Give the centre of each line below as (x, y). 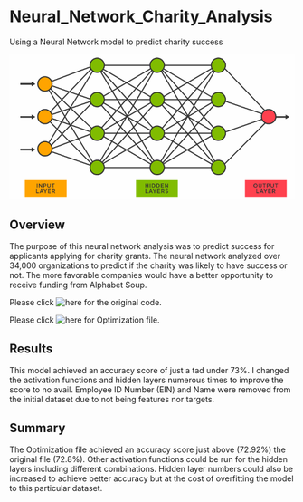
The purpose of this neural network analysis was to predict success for (142, 246)
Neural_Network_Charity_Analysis (141, 17)
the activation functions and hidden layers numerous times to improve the (147, 380)
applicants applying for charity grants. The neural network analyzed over (145, 256)
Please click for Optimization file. (85, 320)
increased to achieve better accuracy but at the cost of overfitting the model (151, 478)
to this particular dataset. (56, 488)
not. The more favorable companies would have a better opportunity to (142, 275)
